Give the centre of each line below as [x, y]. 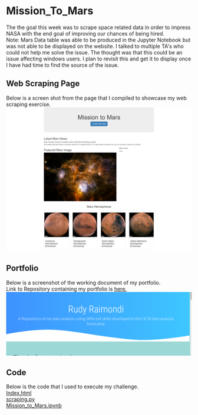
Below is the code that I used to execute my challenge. [72, 387]
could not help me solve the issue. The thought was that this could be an [94, 52]
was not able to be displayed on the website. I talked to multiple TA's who [95, 46]
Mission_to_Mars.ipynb [34, 405]
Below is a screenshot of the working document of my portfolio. [83, 282]
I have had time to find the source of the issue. [62, 65]
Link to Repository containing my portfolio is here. [67, 289]
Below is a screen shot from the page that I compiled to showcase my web [97, 98]
